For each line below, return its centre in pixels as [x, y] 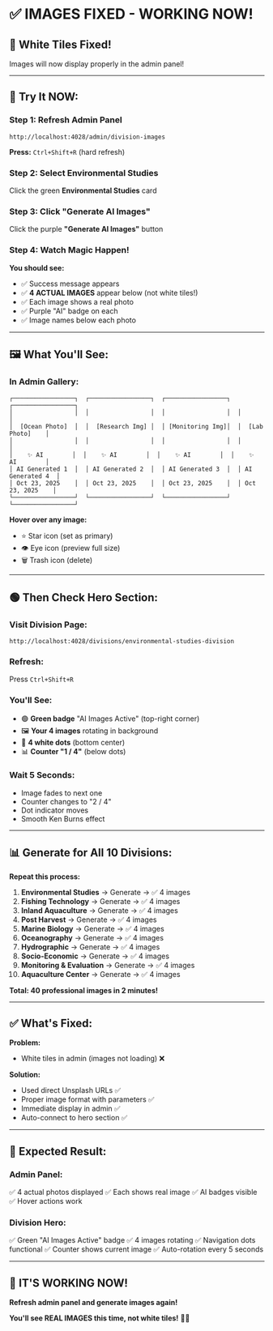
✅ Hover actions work [46, 1201]
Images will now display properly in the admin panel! [97, 64]
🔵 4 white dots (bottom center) [73, 742]
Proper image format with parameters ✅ [87, 1099]
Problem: [25, 1043]
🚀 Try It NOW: [44, 97]
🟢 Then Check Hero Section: [84, 597]
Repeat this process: [45, 877]
